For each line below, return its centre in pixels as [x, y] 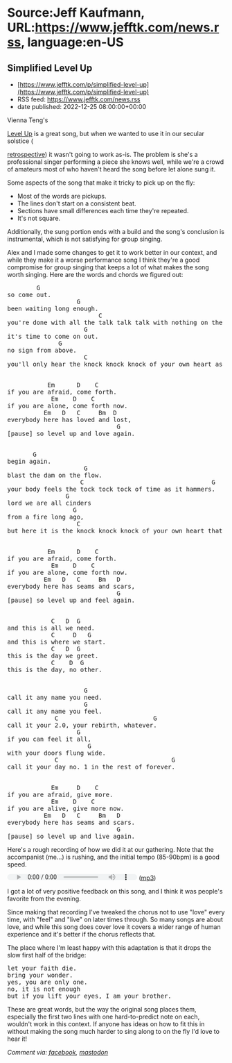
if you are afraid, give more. [60, 795]
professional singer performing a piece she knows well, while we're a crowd [115, 162]
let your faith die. [42, 968]
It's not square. [39, 218]
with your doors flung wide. [56, 753]
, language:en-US [72, 42]
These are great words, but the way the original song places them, [102, 1009]
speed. [17, 864]
